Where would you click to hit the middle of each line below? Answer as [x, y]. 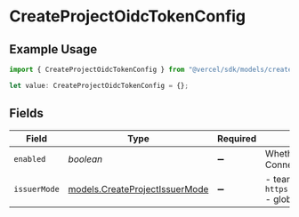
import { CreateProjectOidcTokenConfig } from [97, 69]
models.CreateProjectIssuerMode [138, 189]
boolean [85, 159]
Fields [27, 113]
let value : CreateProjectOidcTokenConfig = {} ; [99, 85]
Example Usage [53, 49]
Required [237, 138]
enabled [30, 159]
